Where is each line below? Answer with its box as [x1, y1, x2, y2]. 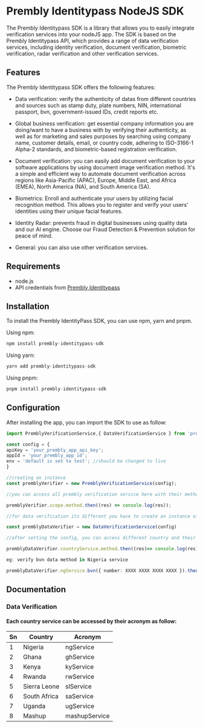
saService [65, 692, 94, 701]
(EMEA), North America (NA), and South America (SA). [14, 183, 151, 190]
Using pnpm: [6, 374, 38, 382]
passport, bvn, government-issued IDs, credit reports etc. [14, 108, 159, 115]
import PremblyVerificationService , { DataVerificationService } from [6, 431, 185, 437]
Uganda [23, 702, 46, 710]
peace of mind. [14, 232, 53, 239]
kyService [65, 663, 94, 671]
